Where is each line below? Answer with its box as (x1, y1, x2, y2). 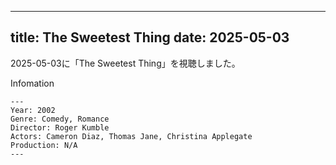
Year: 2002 (10, 105, 56, 115)
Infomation (10, 77, 55, 89)
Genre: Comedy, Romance (10, 114, 110, 124)
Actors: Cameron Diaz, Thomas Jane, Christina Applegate (10, 131, 253, 141)
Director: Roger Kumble (10, 122, 110, 133)
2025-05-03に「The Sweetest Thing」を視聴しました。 (10, 57, 241, 69)
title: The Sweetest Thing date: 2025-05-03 (10, 29, 290, 46)
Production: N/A (10, 140, 78, 150)
